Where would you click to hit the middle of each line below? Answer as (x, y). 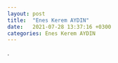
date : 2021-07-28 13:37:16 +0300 (59, 27)
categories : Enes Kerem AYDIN (52, 33)
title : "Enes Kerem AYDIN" (48, 20)
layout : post (26, 14)
